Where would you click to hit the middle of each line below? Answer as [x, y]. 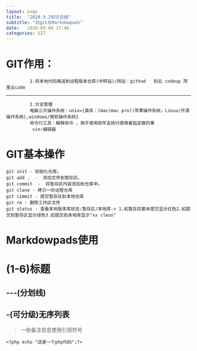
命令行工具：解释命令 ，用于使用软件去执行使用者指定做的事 [92, 123]
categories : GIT [26, 33]
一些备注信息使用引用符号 [51, 330]
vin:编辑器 [44, 130]
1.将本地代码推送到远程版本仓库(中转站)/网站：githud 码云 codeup [105, 82]
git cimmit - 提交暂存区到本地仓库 [45, 197]
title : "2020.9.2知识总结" [39, 17]
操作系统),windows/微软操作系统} [43, 117]
